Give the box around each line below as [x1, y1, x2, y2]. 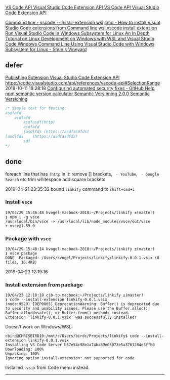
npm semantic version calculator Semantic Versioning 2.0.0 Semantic [5, 91, 150, 97]
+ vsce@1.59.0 [5, 223, 35, 228]
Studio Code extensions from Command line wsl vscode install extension [5, 25, 157, 31]
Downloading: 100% [5, 347, 44, 352]
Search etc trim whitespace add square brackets [5, 176, 106, 182]
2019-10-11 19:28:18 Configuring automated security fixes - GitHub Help [5, 85, 155, 91]
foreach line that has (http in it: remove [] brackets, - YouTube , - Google [5, 171, 159, 177]
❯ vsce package [5, 251, 37, 256]
